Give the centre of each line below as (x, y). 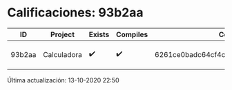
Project (62, 34)
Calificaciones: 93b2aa (75, 13)
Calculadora (62, 54)
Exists (99, 34)
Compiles (132, 34)
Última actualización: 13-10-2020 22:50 (63, 80)
